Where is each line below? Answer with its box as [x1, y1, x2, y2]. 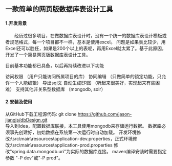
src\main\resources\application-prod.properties [12, 142, 113, 148]
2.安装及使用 [5, 99, 32, 105]
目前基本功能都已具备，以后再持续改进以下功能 [5, 62, 104, 68]
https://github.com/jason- [77, 111, 132, 117]
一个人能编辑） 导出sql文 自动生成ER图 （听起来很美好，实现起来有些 [9, 80, 156, 86]
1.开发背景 [5, 20, 27, 26]
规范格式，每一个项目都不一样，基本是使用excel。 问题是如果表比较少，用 [9, 39, 166, 45]
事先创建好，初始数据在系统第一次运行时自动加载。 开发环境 [9, 129, 137, 135]
